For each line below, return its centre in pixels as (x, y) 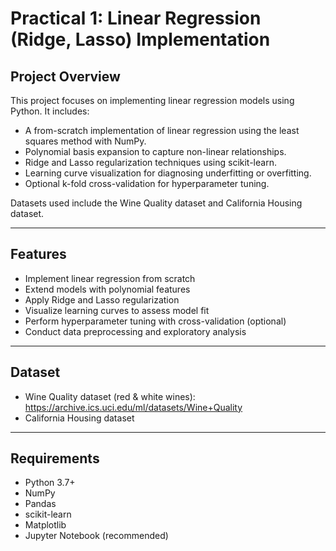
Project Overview (65, 76)
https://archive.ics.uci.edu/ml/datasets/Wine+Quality (133, 407)
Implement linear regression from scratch (110, 278)
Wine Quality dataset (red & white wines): (110, 396)
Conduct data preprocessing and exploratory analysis (135, 331)
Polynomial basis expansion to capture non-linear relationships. (155, 151)
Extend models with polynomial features (107, 289)
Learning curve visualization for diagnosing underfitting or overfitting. (168, 173)
